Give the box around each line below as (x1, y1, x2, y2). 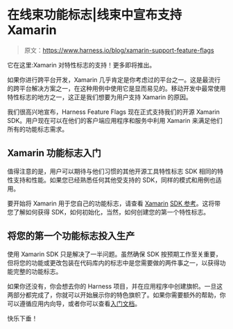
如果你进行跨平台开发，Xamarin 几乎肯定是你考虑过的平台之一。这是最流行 (7, 75, 221, 84)
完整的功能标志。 (12, 267, 62, 276)
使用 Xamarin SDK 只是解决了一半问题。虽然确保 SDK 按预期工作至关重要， (7, 250, 222, 258)
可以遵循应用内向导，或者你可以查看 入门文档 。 (7, 299, 141, 307)
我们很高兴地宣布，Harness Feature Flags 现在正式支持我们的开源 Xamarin (7, 108, 220, 116)
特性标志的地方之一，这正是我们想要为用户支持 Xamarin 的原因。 (7, 92, 192, 101)
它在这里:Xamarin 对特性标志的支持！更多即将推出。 (7, 60, 156, 69)
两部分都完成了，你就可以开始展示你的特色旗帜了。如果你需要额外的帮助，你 (7, 290, 226, 299)
